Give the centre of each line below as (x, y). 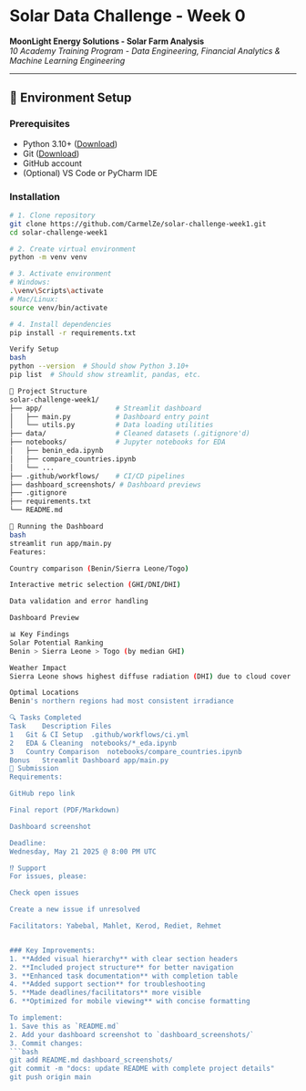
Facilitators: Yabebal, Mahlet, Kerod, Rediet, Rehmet (116, 926)
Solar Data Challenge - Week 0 (127, 16)
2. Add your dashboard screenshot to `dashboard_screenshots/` (132, 1034)
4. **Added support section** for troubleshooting (107, 984)
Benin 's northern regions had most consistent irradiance (122, 701)
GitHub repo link (42, 794)
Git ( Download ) (51, 153)
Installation (35, 196)
